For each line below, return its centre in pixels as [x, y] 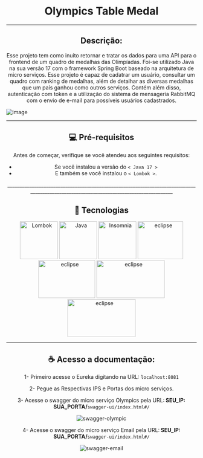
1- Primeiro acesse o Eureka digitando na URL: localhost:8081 [101, 377]
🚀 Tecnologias [101, 210]
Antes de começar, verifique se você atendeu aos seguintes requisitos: [101, 155]
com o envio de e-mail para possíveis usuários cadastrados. [101, 100]
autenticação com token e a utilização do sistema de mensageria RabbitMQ [101, 94]
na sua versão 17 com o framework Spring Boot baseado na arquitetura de [101, 68]
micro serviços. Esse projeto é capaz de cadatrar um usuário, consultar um [101, 74]
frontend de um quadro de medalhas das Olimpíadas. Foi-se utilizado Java [101, 62]
